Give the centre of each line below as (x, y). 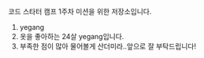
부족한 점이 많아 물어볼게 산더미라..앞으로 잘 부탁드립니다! (108, 46)
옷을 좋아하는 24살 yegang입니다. (72, 36)
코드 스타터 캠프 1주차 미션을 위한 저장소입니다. (80, 11)
